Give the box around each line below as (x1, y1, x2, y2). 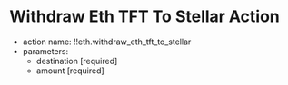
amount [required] (35, 65, 104, 76)
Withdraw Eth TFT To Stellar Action (9, 6, 280, 27)
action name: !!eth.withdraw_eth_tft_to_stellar (22, 36, 192, 47)
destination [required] (35, 55, 118, 66)
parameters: (22, 45, 69, 56)
